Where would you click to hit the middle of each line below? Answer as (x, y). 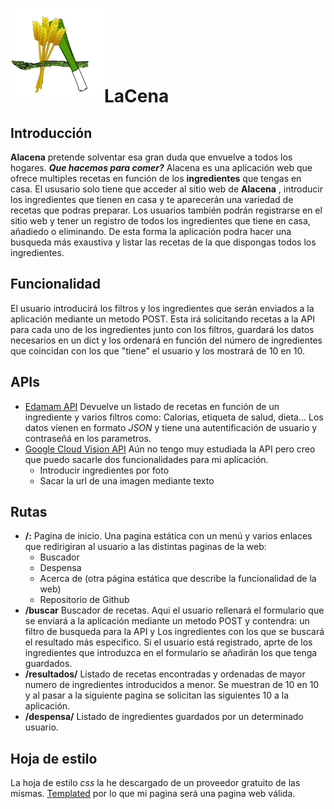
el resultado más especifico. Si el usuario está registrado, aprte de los (168, 642)
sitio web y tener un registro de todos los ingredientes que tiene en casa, (160, 221)
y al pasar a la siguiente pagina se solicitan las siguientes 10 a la (157, 695)
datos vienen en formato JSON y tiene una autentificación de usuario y (171, 427)
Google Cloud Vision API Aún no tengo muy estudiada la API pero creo (170, 449)
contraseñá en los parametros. (88, 438)
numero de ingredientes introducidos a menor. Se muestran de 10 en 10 (172, 685)
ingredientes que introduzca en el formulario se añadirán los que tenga (171, 653)
